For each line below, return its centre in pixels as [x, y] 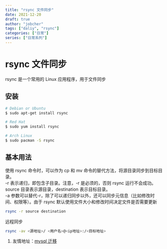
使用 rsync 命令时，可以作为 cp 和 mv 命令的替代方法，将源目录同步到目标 [82, 170]
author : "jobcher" [24, 24]
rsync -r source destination [35, 211]
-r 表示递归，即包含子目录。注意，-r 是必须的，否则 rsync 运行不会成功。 [80, 183]
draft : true [17, 19]
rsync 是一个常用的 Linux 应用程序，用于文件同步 [56, 79]
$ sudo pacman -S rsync [30, 141]
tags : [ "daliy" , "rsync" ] [32, 29]
